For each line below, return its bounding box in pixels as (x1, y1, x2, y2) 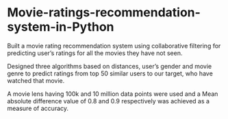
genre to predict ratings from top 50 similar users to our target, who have (7, 69, 214, 78)
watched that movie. (7, 76, 65, 84)
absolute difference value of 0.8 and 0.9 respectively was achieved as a (7, 97, 210, 105)
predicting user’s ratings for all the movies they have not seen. (7, 49, 183, 57)
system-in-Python (7, 19, 114, 35)
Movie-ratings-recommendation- (7, 5, 201, 20)
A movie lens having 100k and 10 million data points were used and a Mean (7, 90, 218, 98)
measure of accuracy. (7, 104, 69, 112)
